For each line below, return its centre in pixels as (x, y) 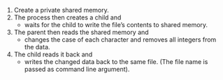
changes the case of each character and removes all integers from (120, 40)
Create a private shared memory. (62, 10)
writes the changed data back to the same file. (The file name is (116, 62)
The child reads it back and (53, 54)
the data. (37, 47)
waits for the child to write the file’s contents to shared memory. (116, 25)
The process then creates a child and (67, 17)
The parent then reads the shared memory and (81, 32)
